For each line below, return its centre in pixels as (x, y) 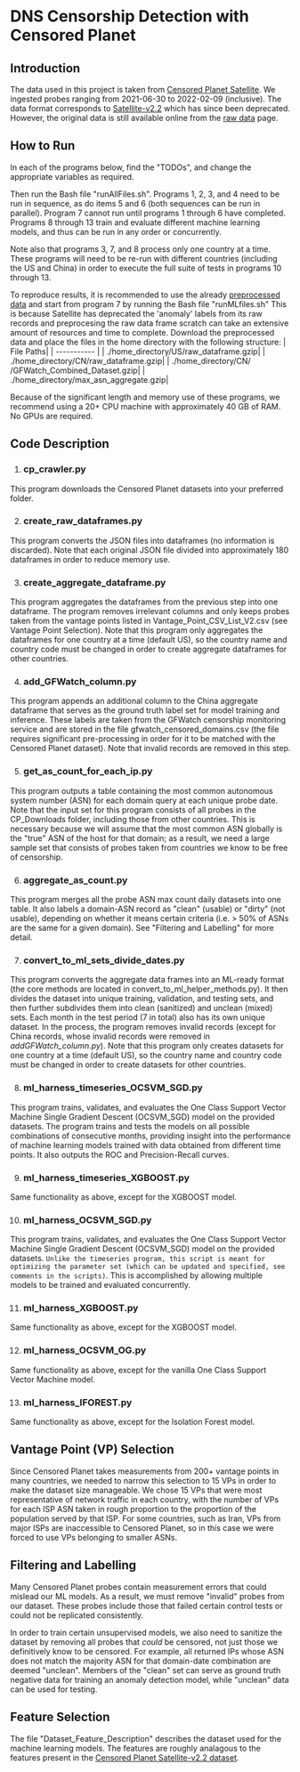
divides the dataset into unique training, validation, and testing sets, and (142, 999)
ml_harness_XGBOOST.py (81, 1308)
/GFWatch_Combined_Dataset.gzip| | (78, 370)
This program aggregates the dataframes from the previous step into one (144, 602)
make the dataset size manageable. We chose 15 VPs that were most (136, 1490)
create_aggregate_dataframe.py (94, 582)
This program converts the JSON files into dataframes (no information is (142, 540)
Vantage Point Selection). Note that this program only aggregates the (137, 630)
